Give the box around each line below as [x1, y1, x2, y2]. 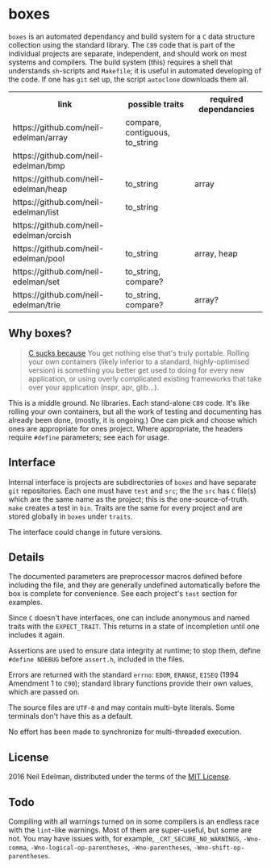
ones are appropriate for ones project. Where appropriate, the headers [8, 424, 244, 433]
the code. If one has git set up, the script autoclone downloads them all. [8, 74, 249, 84]
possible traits [127, 98, 185, 110]
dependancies [198, 103, 256, 115]
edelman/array [12, 131, 69, 143]
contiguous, [124, 127, 171, 138]
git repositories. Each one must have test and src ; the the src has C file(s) [8, 486, 256, 495]
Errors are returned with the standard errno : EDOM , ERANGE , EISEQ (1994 [8, 670, 240, 680]
